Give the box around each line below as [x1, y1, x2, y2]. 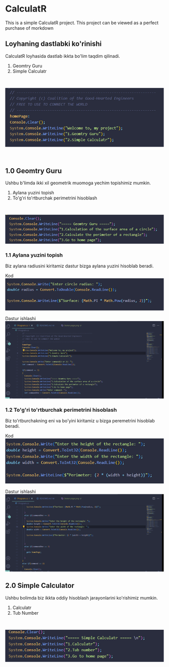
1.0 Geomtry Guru [5, 167, 62, 175]
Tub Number [12, 610, 39, 616]
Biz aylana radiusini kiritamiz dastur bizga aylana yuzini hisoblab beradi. [5, 263, 154, 269]
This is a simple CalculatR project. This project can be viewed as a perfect [5, 20, 159, 26]
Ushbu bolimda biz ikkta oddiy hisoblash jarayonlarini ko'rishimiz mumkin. [5, 595, 158, 601]
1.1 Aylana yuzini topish [5, 251, 63, 258]
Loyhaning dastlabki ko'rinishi [5, 40, 102, 48]
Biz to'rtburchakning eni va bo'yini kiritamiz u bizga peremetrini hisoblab [5, 418, 155, 424]
